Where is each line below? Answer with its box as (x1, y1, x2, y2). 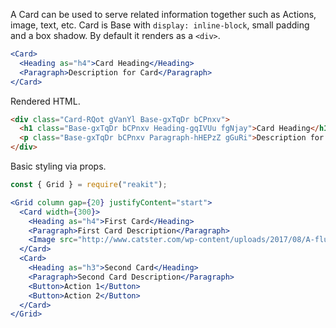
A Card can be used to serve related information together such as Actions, (10, 9, 317, 20)
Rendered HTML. (10, 95, 81, 107)
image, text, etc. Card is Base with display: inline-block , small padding (10, 19, 310, 31)
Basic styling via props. (10, 160, 107, 172)
